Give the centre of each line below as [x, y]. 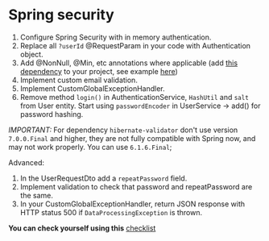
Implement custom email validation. [79, 80]
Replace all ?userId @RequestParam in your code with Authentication [135, 45]
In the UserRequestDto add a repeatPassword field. [103, 178]
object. [31, 54]
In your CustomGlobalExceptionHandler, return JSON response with [132, 204]
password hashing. [52, 114]
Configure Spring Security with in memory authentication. [116, 37]
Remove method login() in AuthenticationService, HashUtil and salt [134, 97]
